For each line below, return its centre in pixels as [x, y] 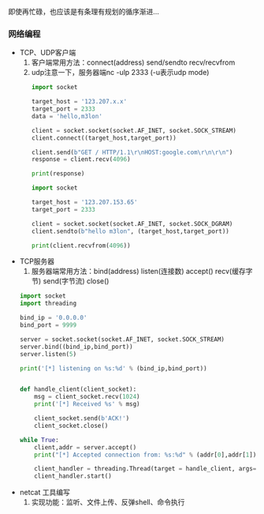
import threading [48, 304]
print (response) [58, 174]
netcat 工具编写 [45, 493]
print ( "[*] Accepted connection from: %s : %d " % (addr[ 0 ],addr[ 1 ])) [147, 455]
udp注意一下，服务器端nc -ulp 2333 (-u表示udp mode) [120, 73]
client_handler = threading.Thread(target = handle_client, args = [145, 469]
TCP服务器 [37, 261]
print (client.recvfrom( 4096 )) [81, 246]
